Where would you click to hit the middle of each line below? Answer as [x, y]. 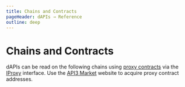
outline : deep [23, 22]
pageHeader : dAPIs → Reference [44, 17]
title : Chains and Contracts [41, 11]
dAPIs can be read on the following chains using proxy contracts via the [92, 67]
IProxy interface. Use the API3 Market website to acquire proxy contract [92, 73]
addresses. [20, 79]
